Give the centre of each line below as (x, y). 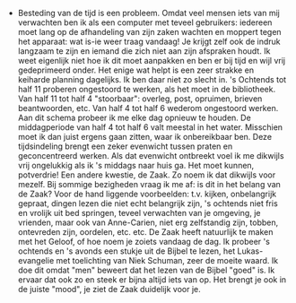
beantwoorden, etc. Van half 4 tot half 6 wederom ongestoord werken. (148, 108)
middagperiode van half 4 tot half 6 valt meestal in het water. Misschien (150, 127)
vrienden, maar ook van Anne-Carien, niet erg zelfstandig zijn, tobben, (148, 222)
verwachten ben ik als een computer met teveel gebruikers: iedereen (145, 22)
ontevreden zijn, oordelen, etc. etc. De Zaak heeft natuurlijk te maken (145, 232)
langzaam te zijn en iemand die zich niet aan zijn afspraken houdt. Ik (144, 51)
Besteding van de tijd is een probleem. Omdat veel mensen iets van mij (148, 13)
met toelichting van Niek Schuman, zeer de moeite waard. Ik (167, 260)
